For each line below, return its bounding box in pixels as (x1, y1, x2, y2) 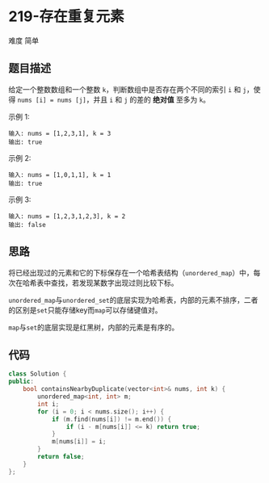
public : (8, 377, 35, 386)
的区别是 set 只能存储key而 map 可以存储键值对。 (8, 304, 163, 315)
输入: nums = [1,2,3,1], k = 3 (8, 129, 111, 137)
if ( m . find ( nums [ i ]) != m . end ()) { (51, 415, 172, 423)
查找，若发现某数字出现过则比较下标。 (50, 278, 179, 288)
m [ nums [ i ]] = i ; (51, 438, 107, 446)
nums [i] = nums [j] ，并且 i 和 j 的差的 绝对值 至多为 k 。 (17, 94, 211, 104)
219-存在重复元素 (8, 7, 124, 26)
